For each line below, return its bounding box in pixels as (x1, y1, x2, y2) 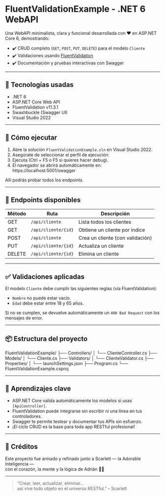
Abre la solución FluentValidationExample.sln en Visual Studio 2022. (12, 146, 153, 152)
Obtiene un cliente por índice (78, 227, 145, 233)
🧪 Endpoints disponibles (5, 196, 81, 204)
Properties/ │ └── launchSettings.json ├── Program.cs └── (5, 360, 129, 366)
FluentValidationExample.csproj (5, 366, 69, 372)
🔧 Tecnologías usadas (5, 81, 74, 89)
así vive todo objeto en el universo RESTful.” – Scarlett (17, 485, 127, 491)
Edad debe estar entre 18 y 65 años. (12, 300, 84, 306)
